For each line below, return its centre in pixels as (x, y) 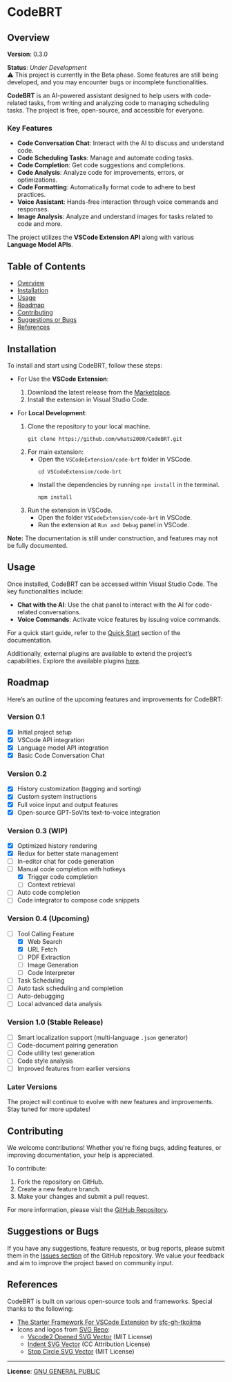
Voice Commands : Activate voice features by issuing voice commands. (119, 619)
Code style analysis (45, 1061)
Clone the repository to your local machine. (89, 426)
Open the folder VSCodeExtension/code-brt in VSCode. (115, 517)
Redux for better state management (68, 853)
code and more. (40, 224)
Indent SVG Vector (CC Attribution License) (89, 1344)
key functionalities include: (45, 591)
